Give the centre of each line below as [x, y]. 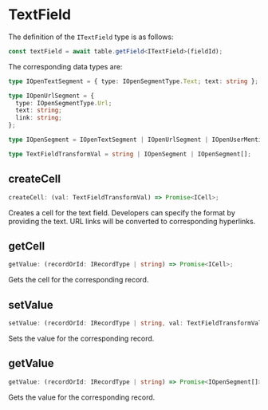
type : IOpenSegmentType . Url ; [64, 103]
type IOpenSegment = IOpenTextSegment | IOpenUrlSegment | [108, 140]
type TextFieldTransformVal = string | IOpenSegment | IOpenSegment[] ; [130, 154]
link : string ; [39, 118]
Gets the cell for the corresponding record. [79, 280]
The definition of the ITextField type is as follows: [91, 37]
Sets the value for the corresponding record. [81, 338]
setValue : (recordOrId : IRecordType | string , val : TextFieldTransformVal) [137, 323]
